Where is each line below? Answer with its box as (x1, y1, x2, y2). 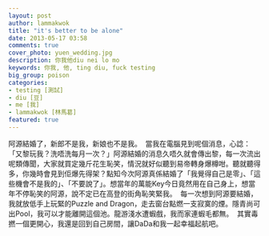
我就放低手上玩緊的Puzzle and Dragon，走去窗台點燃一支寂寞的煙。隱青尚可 (8, 198, 261, 208)
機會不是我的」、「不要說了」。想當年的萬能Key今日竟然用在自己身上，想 (14, 178, 249, 188)
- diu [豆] (8, 94, 44, 102)
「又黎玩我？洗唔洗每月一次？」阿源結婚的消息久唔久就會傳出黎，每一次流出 (8, 149, 261, 158)
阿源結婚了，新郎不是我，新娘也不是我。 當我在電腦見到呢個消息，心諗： (8, 138, 251, 148)
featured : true (8, 116, 59, 124)
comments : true (8, 42, 59, 50)
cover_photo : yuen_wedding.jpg (8, 49, 113, 57)
